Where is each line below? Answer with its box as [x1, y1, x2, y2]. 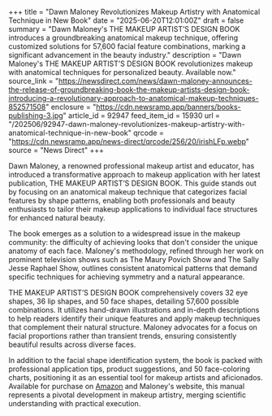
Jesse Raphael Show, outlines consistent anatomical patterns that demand [8, 264, 257, 273]
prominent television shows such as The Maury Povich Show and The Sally [8, 255, 260, 264]
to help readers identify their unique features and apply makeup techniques [8, 313, 261, 323]
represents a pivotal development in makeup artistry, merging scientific [8, 390, 246, 400]
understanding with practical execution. [8, 399, 141, 408]
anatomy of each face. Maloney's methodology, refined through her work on [8, 246, 264, 256]
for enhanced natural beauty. [8, 213, 106, 222]
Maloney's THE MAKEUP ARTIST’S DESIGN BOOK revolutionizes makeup [8, 59, 253, 68]
